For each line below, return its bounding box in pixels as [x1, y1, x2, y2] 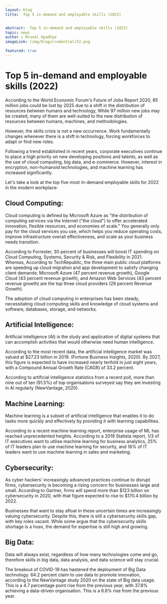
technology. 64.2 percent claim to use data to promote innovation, [5, 571, 141, 577]
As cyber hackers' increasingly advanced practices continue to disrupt [5, 477, 151, 483]
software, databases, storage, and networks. [5, 306, 97, 312]
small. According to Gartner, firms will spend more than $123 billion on [5, 487, 150, 493]
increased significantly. [5, 169, 53, 175]
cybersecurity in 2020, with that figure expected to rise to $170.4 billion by [5, 493, 159, 499]
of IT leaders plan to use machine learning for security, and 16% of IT [5, 443, 148, 450]
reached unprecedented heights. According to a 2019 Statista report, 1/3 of [5, 433, 160, 439]
